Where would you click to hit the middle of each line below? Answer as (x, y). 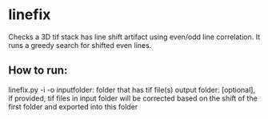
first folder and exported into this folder (73, 106)
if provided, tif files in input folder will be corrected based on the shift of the (133, 98)
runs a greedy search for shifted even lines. (80, 45)
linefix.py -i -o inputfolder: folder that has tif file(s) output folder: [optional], (132, 89)
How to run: (38, 71)
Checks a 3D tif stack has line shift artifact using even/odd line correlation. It (134, 37)
